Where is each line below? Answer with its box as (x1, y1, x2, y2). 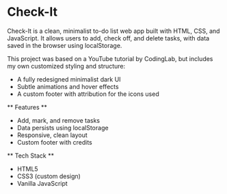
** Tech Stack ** (7, 151, 55, 160)
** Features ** (7, 103, 48, 111)
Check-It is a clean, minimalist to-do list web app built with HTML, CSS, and (7, 27, 220, 35)
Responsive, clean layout (16, 131, 88, 139)
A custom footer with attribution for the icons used (16, 90, 159, 98)
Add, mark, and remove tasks (16, 116, 101, 124)
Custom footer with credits (16, 138, 92, 146)
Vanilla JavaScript (16, 179, 68, 187)
